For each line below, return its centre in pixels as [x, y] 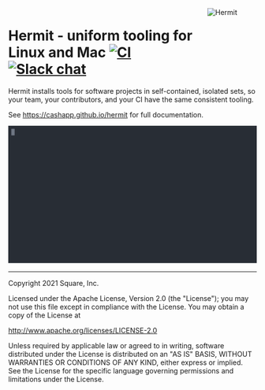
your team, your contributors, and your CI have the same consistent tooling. [131, 99]
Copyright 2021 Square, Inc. [54, 283]
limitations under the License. [56, 379]
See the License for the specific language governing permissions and [121, 371]
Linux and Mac [57, 52]
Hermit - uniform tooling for [101, 36]
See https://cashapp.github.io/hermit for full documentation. [106, 114]
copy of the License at [45, 315]
